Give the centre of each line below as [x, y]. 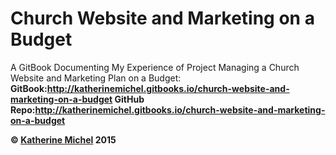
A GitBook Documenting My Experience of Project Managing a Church [155, 67]
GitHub [129, 99]
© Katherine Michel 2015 [63, 139]
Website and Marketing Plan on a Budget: [96, 78]
